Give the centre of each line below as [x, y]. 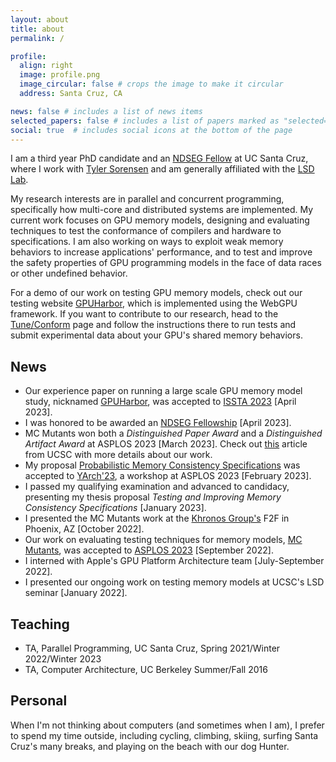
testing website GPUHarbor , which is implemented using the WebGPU [154, 303]
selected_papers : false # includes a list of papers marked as [145, 121]
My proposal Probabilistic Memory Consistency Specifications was [162, 465]
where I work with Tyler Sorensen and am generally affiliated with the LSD [162, 169]
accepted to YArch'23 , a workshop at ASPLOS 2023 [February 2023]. [168, 476]
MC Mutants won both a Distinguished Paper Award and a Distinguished [173, 433]
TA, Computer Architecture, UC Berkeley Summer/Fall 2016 [146, 669]
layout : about [40, 19]
